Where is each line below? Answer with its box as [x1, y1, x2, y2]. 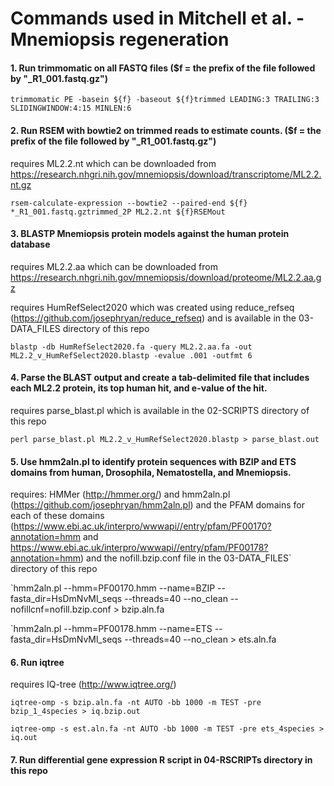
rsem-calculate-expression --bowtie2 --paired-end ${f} [10, 198, 248, 208]
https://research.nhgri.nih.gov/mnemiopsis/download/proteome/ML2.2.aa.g [10, 271, 322, 283]
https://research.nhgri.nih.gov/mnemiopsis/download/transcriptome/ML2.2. [10, 168, 322, 180]
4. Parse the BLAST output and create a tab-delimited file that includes [10, 372, 310, 384]
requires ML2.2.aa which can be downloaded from [10, 260, 218, 272]
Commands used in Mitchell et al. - [10, 7, 305, 30]
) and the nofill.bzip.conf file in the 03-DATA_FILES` [80, 552, 292, 564]
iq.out [10, 733, 38, 743]
